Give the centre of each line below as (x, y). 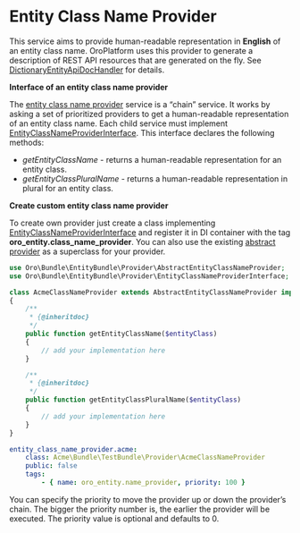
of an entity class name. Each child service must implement (119, 123)
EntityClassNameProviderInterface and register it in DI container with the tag (150, 232)
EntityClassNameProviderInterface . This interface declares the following (142, 132)
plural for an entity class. (68, 188)
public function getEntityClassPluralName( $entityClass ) (133, 400)
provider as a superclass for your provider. (87, 251)
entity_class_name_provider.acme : (74, 449)
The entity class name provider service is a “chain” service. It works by (140, 104)
